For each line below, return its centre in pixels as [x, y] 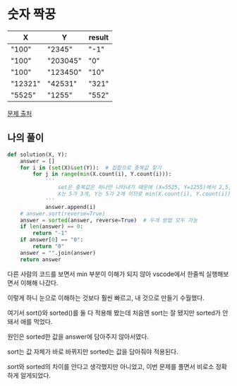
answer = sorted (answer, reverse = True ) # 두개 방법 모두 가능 [109, 220]
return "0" [49, 246]
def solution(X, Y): [38, 155]
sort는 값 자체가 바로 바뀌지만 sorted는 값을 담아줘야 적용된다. [93, 351]
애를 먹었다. [36, 321]
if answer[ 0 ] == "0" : [51, 240]
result [99, 37]
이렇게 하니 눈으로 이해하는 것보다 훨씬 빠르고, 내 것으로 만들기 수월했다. [106, 298]
